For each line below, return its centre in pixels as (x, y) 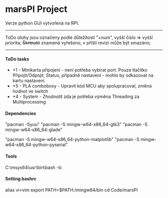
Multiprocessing (29, 102)
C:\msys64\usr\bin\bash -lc (34, 167)
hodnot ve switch (30, 91)
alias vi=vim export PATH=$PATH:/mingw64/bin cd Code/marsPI (71, 190)
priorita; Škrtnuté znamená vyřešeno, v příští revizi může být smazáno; (78, 42)
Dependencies (21, 113)
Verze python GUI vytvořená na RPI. (42, 23)
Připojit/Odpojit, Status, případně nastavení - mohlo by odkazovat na (83, 75)
